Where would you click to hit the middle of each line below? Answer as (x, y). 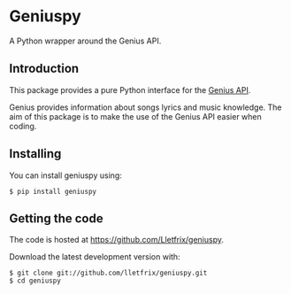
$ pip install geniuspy (53, 191)
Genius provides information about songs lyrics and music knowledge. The (145, 107)
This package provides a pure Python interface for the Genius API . (130, 89)
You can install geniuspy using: (65, 175)
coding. (23, 126)
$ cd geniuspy (35, 281)
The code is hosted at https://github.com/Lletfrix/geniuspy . (116, 240)
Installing (35, 154)
